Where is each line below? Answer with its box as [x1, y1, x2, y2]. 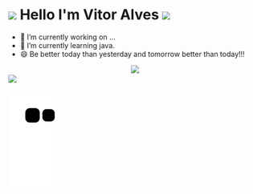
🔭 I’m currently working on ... [19, 32, 116, 42]
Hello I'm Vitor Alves [19, 6, 159, 24]
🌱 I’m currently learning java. [19, 40, 115, 50]
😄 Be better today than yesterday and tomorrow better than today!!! [19, 49, 245, 59]
